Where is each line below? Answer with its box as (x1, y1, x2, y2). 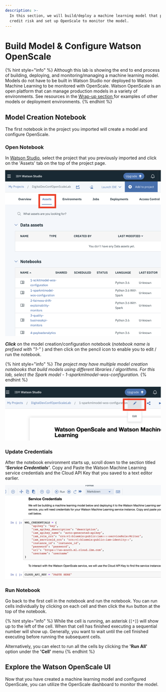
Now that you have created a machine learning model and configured (5, 676, 147, 682)
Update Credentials (5, 448, 53, 455)
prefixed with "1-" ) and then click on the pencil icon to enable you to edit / (5, 346, 157, 352)
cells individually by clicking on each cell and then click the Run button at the (5, 603, 161, 609)
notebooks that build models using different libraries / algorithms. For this (5, 366, 155, 372)
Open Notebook (5, 144, 44, 151)
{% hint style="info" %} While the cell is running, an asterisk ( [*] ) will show (5, 618, 159, 624)
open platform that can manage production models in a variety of (5, 88, 138, 94)
